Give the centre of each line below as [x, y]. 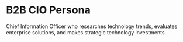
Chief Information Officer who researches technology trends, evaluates [92, 26]
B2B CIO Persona [48, 10]
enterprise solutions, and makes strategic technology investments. [86, 32]
